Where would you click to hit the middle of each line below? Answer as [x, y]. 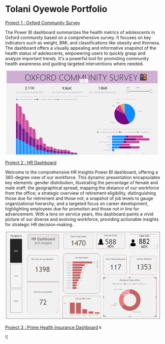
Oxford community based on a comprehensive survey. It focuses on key [78, 37]
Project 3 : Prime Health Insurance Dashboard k [53, 327]
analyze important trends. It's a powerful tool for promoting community [77, 58]
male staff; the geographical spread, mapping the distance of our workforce [82, 188]
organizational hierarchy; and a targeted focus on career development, [77, 204]
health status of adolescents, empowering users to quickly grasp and [75, 53]
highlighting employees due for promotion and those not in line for [72, 209]
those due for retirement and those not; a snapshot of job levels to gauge [79, 199]
